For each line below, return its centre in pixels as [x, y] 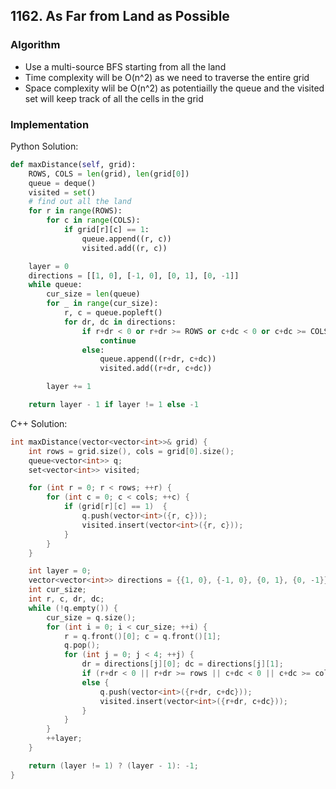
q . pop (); [82, 645]
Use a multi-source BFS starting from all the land [125, 66]
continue [118, 340]
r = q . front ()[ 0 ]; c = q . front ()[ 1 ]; [142, 636]
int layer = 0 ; [60, 571]
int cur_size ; [57, 590]
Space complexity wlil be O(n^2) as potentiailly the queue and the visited [174, 88]
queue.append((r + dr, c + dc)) [158, 359]
